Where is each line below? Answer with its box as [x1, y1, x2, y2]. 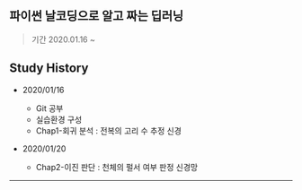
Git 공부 [35, 102, 64, 114]
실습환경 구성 [35, 114, 83, 125]
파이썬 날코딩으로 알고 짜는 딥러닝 [9, 8, 184, 24]
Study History [9, 61, 89, 76]
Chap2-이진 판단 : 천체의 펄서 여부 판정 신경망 [35, 161, 199, 172]
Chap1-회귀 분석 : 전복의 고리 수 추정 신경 [35, 125, 182, 136]
